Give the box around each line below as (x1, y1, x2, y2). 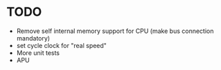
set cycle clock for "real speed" (16, 41, 107, 49)
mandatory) (16, 34, 50, 42)
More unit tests (16, 49, 60, 57)
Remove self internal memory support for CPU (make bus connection (16, 27, 214, 35)
